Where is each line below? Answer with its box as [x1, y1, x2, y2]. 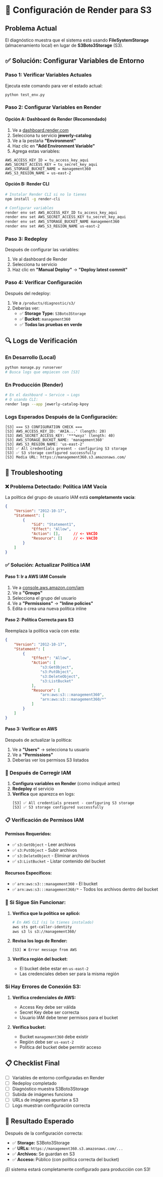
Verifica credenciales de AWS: [12, 994, 76, 1000]
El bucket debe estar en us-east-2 [19, 966, 89, 972]
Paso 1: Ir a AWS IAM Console [5, 573, 66, 579]
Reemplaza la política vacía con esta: [5, 628, 80, 634]
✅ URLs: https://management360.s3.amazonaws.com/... [12, 1145, 124, 1151]
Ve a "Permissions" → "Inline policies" [12, 600, 93, 606]
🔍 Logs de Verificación [5, 337, 78, 345]
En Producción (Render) [5, 381, 63, 388]
